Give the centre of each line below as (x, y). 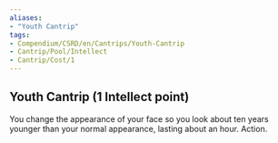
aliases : (26, 18)
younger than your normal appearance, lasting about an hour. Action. (139, 128)
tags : (20, 35)
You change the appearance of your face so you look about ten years (139, 118)
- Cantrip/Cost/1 (42, 60)
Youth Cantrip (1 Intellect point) (99, 97)
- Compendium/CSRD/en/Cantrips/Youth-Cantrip (97, 43)
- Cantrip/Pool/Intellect (58, 52)
